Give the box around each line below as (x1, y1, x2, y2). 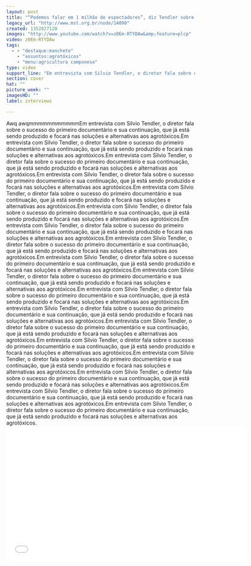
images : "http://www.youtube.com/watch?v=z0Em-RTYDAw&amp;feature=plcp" (6, 31, 192, 37)
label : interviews (6, 98, 52, 104)
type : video (6, 64, 36, 71)
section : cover (6, 76, 44, 82)
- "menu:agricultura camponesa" (17, 59, 98, 65)
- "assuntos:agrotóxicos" (17, 53, 82, 59)
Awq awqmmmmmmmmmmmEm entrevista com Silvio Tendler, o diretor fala (6, 119, 195, 127)
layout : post (6, 8, 39, 15)
